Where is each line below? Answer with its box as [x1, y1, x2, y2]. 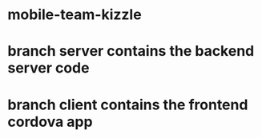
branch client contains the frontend [7, 96, 248, 113]
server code [7, 59, 90, 77]
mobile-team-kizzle [7, 6, 142, 24]
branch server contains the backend [7, 42, 255, 61]
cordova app [7, 112, 93, 131]
